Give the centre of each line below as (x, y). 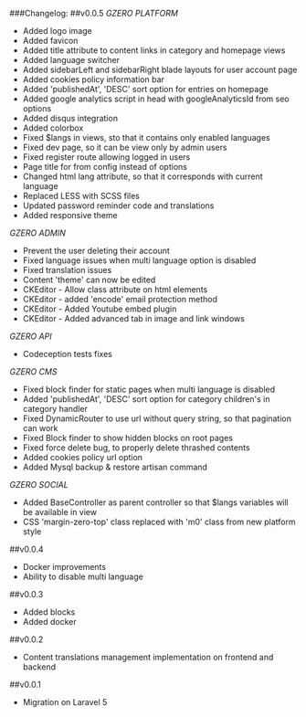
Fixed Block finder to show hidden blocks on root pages (127, 438)
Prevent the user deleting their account (96, 251)
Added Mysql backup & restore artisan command (115, 467)
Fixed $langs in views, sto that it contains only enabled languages (147, 137)
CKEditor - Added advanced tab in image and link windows (133, 318)
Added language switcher (71, 60)
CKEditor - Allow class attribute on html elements (115, 290)
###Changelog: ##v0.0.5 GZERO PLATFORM (94, 13)
